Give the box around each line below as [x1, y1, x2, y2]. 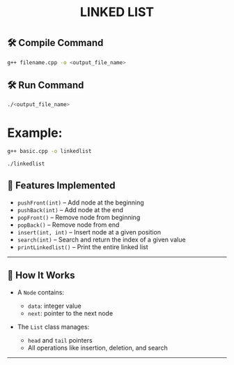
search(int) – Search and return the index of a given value [17, 235, 186, 244]
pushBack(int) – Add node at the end [17, 205, 124, 214]
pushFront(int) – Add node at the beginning [17, 198, 144, 207]
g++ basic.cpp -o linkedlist [7, 148, 92, 155]
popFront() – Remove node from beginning [17, 213, 141, 221]
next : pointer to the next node [27, 308, 114, 318]
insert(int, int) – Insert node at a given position [17, 228, 162, 236]
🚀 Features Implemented [7, 179, 116, 192]
